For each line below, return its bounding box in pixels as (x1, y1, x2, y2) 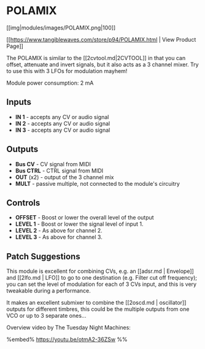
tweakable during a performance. (6, 287, 91, 294)
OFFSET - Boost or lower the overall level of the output (15, 214, 155, 221)
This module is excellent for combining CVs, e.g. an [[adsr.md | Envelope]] (6, 267, 195, 275)
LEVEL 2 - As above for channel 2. (15, 227, 102, 234)
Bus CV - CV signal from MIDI (15, 160, 91, 167)
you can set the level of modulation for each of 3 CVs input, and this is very (6, 280, 197, 288)
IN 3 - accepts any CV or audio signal (15, 126, 110, 134)
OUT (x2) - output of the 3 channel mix (15, 173, 114, 181)
